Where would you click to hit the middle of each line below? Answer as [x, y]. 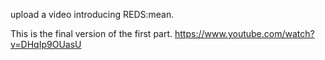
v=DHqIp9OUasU [46, 44]
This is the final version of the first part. [91, 33]
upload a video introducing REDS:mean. [92, 14]
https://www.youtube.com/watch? [244, 33]
